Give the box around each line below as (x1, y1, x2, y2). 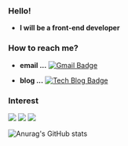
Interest (8, 95, 39, 106)
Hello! (8, 5, 31, 16)
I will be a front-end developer (19, 23, 120, 33)
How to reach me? (8, 43, 79, 54)
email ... (19, 60, 47, 69)
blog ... (19, 76, 44, 85)
